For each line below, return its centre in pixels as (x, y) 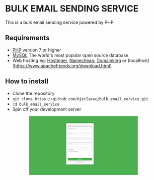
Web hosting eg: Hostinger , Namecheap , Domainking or (69, 60)
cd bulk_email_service (36, 104)
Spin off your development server (47, 109)
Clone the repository (33, 93)
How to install (27, 82)
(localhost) (139, 60)
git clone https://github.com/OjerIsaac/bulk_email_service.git (80, 99)
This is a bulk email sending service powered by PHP (59, 22)
